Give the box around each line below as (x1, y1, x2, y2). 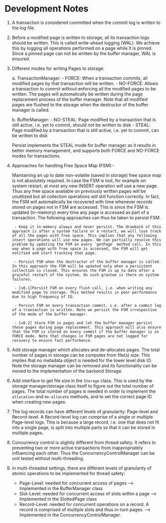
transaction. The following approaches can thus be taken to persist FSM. (11, 214, 161, 220)
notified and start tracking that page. (11, 250, 97, 255)
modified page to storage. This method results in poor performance (11, 290, 157, 295)
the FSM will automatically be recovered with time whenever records (11, 198, 153, 205)
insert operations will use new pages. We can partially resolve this (11, 237, 162, 242)
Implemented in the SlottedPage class (19, 496, 97, 502)
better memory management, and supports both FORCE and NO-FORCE (11, 147, 160, 153)
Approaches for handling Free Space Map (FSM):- (11, 162, 115, 168)
